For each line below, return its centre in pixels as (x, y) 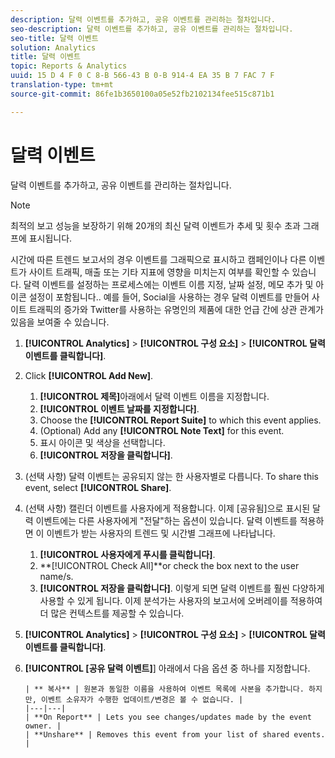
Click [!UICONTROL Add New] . (89, 375)
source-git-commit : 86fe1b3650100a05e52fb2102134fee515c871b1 (142, 94)
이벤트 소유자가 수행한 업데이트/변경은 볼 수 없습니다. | (142, 699)
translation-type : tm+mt (62, 85)
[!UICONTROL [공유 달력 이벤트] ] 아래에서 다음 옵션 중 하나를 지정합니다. (167, 668)
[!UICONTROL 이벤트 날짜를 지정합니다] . (119, 408)
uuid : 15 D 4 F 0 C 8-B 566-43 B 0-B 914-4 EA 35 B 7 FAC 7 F (142, 76)
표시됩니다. (50, 238)
